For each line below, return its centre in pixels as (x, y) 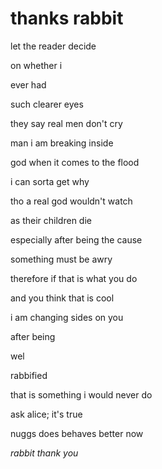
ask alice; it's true (46, 414)
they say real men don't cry (66, 123)
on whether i (36, 65)
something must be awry (61, 259)
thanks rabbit (67, 18)
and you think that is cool (62, 298)
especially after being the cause (76, 239)
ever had (28, 84)
